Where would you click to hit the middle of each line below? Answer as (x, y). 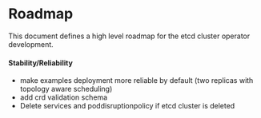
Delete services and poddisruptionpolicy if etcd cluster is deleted (127, 106)
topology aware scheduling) (66, 89)
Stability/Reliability (41, 63)
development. (31, 44)
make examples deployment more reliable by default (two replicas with (137, 81)
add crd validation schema (64, 97)
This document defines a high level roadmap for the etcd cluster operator (129, 36)
